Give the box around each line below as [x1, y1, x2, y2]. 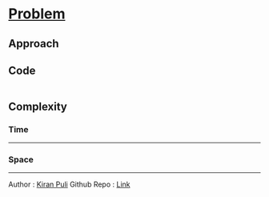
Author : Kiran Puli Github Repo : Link [8, 179, 130, 189]
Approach [8, 37, 59, 50]
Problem [8, 5, 66, 23]
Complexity [8, 99, 68, 113]
